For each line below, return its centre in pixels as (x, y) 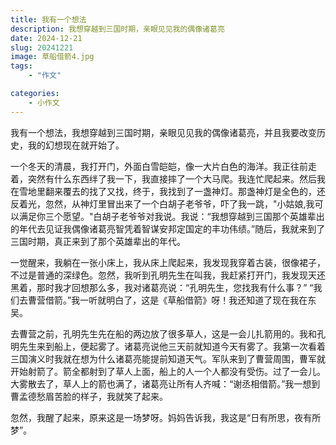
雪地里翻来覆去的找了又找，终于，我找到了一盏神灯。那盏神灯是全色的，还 (172, 191)
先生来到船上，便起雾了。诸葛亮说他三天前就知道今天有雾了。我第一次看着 (172, 346)
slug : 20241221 (42, 47)
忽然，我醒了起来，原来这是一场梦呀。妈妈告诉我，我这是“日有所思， (152, 417)
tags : (21, 66)
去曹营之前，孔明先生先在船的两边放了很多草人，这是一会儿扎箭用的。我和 (163, 333)
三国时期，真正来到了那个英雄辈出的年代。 (98, 241)
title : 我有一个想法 (48, 19)
